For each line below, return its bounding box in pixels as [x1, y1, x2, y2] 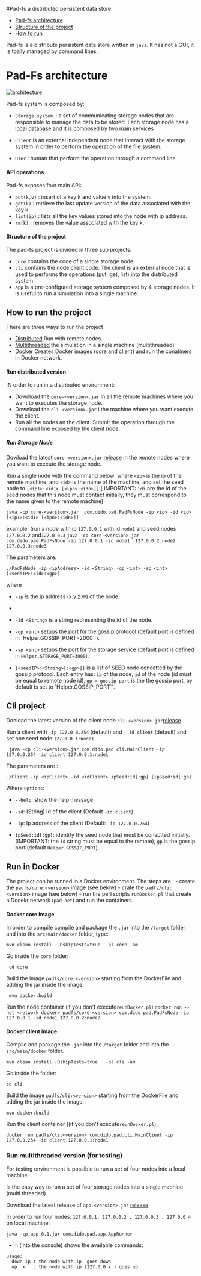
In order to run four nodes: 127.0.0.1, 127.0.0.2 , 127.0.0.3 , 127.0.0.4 [6, 1213, 191, 1220]
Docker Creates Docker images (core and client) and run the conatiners [14, 348, 192, 355]
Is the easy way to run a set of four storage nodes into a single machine [6, 1183, 184, 1190]
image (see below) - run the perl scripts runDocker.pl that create [32, 890, 192, 897]
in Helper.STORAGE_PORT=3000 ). [14, 652, 89, 660]
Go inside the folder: [6, 1069, 57, 1077]
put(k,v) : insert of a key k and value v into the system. [14, 193, 152, 201]
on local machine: [6, 1219, 50, 1227]
